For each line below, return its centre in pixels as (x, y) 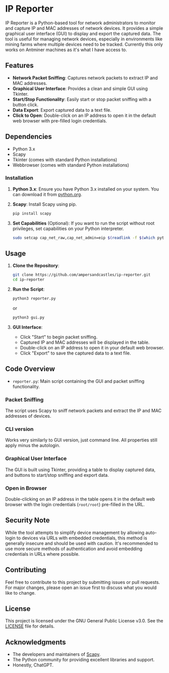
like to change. (21, 593)
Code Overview (30, 369)
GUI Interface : (27, 327)
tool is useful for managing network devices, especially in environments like (84, 39)
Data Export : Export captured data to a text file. (62, 110)
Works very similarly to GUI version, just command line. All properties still (81, 440)
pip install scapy (32, 213)
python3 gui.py (29, 318)
